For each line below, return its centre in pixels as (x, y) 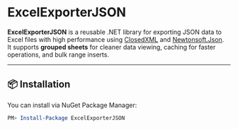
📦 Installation (39, 85)
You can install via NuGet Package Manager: (72, 105)
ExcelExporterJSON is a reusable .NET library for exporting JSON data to (114, 32)
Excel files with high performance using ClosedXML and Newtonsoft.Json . (116, 39)
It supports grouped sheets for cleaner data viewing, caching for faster (112, 47)
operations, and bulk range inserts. (58, 55)
